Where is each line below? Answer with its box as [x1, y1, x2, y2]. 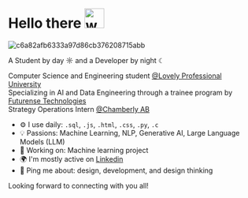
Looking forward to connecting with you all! [8, 181, 150, 190]
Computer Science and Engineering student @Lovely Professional [8, 71, 222, 80]
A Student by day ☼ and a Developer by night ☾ [8, 55, 165, 65]
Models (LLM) [19, 136, 65, 146]
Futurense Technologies [8, 95, 87, 106]
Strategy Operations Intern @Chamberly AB [8, 104, 150, 114]
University [8, 79, 42, 88]
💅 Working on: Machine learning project [19, 145, 149, 155]
